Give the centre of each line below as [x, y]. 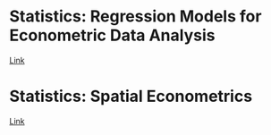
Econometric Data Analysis [112, 35]
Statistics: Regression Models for [135, 17]
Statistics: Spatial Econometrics [131, 97]
